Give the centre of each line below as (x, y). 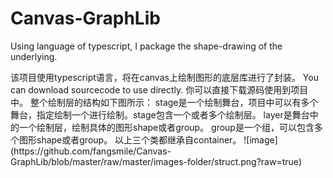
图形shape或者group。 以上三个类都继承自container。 (130, 139)
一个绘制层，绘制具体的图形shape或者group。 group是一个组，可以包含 (166, 127)
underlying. (34, 56)
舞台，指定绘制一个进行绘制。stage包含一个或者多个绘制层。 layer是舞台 (160, 114)
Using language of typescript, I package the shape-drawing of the (146, 46)
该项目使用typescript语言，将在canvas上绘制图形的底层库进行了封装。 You (164, 77)
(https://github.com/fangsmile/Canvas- (91, 151)
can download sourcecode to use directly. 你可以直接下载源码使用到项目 (159, 89)
